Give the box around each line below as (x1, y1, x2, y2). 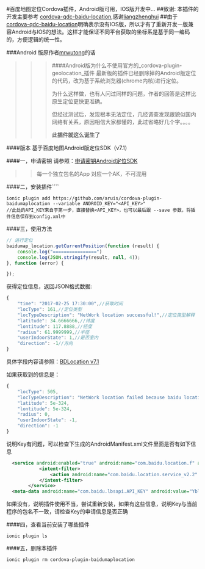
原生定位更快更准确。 (51, 98, 106, 105)
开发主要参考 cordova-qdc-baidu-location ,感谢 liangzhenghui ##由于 (6, 13, 178, 20)
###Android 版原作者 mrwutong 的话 (6, 49, 96, 56)
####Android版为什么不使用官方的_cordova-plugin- (51, 62, 182, 69)
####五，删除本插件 (6, 545, 58, 552)
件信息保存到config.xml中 (6, 214, 66, 220)
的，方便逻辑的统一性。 (6, 36, 65, 43)
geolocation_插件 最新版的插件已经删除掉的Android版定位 (51, 70, 196, 76)
